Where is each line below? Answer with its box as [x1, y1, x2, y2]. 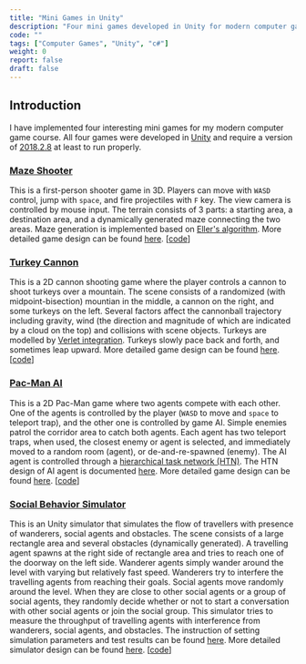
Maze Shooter [9, 164, 73, 177]
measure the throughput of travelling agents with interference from [9, 615, 261, 626]
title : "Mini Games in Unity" [9, 13, 125, 23]
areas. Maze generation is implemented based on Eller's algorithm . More [9, 223, 282, 234]
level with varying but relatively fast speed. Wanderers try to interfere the [9, 567, 284, 577]
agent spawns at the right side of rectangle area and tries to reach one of [9, 547, 284, 558]
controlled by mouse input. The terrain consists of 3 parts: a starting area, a [9, 204, 293, 215]
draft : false [9, 65, 59, 74]
